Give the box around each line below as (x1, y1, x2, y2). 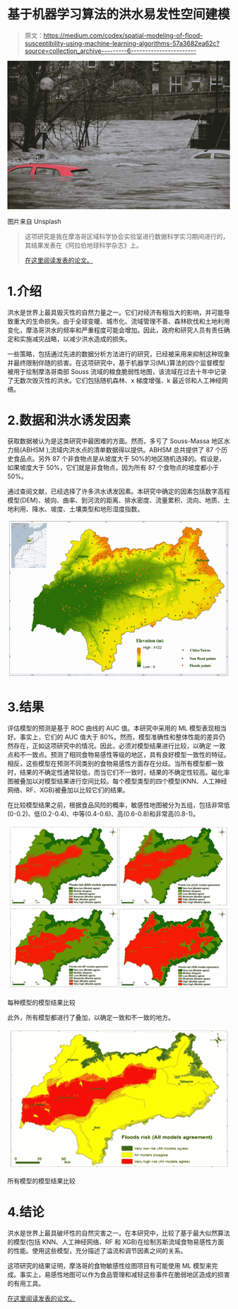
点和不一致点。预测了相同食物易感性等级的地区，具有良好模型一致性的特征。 (7, 751, 230, 759)
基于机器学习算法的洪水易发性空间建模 (7, 6, 231, 23)
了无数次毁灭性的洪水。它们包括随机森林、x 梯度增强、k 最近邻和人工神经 (7, 376, 222, 385)
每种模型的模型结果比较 (7, 998, 76, 1007)
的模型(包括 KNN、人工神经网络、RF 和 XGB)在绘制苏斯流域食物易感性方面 (7, 1238, 225, 1246)
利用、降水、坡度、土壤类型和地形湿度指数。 (13, 505, 143, 513)
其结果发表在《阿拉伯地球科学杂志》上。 (24, 241, 143, 250)
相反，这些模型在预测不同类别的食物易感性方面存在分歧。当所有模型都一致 (7, 759, 224, 768)
